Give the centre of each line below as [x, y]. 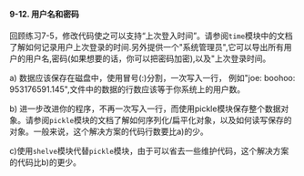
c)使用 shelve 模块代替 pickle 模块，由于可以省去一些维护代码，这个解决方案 [149, 151]
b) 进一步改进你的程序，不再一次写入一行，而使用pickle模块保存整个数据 [145, 109]
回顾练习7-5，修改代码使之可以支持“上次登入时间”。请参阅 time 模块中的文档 [151, 36]
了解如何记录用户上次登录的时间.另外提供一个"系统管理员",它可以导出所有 [147, 47]
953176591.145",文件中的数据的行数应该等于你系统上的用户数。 [127, 89]
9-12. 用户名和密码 [45, 14]
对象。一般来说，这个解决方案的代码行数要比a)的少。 [109, 131]
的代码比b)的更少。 [46, 162]
